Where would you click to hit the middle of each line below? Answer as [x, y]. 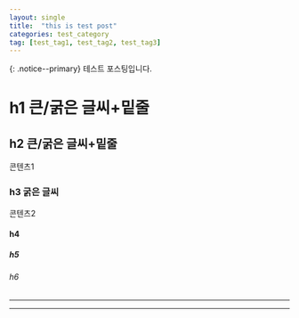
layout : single [37, 17]
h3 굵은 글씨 [34, 192]
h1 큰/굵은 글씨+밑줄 [79, 108]
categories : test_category [59, 34]
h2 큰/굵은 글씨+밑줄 [63, 143]
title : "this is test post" [63, 26]
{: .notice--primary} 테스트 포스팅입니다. [81, 69]
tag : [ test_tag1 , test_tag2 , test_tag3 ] [85, 42]
